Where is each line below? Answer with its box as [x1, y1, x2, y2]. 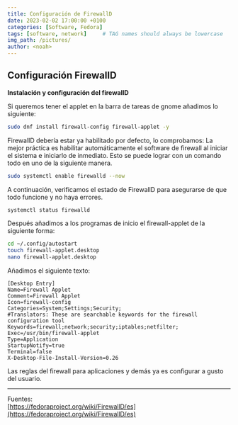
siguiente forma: [7, 227, 55, 235]
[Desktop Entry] [7, 280, 55, 288]
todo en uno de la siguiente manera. [7, 159, 113, 167]
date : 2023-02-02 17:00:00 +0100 [7, 17, 106, 24]
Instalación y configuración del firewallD [7, 88, 129, 96]
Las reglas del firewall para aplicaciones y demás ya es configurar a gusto [7, 367, 224, 375]
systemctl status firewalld [7, 206, 91, 213]
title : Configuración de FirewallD [7, 10, 113, 18]
